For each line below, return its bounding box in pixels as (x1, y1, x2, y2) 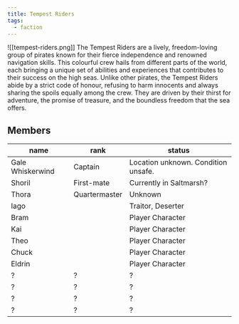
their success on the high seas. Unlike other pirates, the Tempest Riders (7, 73, 218, 82)
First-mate (73, 178, 110, 188)
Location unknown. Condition (129, 157, 228, 167)
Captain (73, 162, 100, 172)
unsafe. (129, 167, 154, 177)
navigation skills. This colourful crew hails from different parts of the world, (7, 58, 228, 67)
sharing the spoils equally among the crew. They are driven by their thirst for (7, 88, 231, 97)
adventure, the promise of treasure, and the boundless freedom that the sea (7, 96, 230, 105)
